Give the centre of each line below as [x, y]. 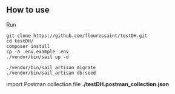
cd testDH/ [20, 41]
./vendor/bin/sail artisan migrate [51, 67]
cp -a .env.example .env [38, 52]
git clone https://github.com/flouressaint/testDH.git [77, 36]
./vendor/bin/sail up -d [38, 57]
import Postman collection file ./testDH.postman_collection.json [88, 84]
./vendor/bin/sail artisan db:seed [51, 73]
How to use [28, 10]
